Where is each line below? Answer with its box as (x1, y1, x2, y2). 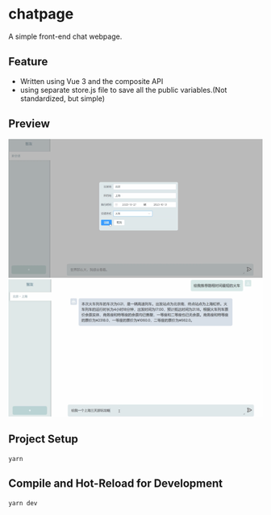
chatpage (8, 5, 74, 23)
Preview (8, 117, 51, 131)
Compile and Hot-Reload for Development (8, 477, 223, 491)
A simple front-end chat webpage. (8, 31, 123, 41)
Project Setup (8, 433, 79, 446)
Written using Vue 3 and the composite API (19, 76, 164, 86)
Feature (8, 55, 48, 69)
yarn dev (8, 499, 38, 507)
